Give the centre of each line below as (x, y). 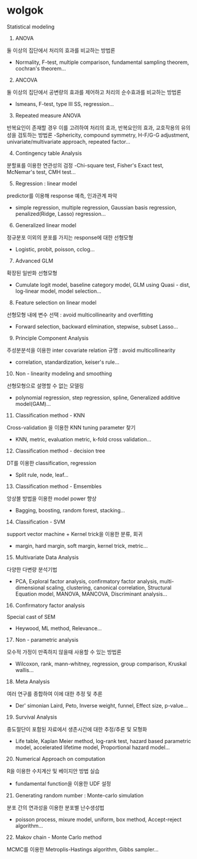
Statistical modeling (31, 27)
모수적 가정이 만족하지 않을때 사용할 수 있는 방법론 (64, 652)
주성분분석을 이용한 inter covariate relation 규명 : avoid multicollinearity (91, 350)
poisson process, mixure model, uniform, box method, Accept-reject (98, 819)
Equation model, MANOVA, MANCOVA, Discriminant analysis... (91, 594)
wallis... (24, 670)
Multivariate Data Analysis (47, 557)
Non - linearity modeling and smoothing (64, 373)
